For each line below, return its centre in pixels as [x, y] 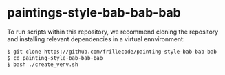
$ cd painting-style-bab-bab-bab [55, 58]
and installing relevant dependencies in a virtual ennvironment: [96, 39]
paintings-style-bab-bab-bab [94, 13]
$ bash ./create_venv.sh [43, 64]
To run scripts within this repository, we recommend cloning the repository [113, 32]
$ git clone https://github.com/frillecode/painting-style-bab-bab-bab [112, 52]
